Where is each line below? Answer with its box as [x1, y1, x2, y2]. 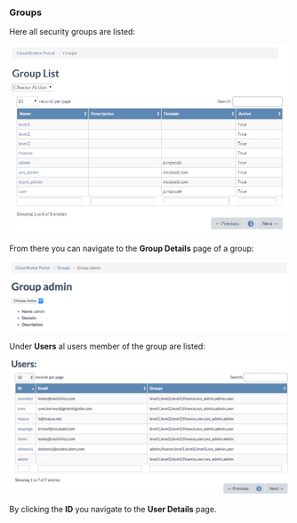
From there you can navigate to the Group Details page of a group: [9, 243, 254, 253]
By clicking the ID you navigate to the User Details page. [9, 503, 217, 514]
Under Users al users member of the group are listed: [9, 341, 206, 351]
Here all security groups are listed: [9, 27, 136, 37]
